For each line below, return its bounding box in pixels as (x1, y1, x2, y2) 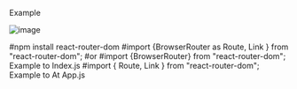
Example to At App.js (9, 70, 86, 80)
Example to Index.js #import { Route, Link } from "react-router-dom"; (9, 61, 260, 70)
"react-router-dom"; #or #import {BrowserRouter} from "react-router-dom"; (9, 51, 286, 61)
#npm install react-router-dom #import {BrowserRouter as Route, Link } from (9, 41, 289, 52)
